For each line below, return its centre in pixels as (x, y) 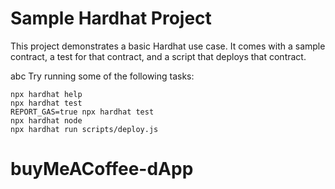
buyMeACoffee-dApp (102, 169)
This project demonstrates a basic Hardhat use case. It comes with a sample (168, 46)
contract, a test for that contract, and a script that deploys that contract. (158, 56)
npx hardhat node (46, 120)
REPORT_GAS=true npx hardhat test (82, 112)
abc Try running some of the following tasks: (102, 76)
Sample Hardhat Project (111, 18)
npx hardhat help (46, 94)
